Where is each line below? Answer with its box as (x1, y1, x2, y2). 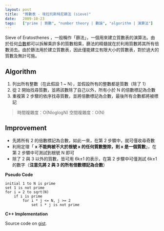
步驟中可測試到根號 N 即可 (21, 150, 75, 155)
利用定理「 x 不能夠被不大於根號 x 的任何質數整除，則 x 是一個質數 (12, 143, 146, 149)
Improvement (5, 124, 47, 132)
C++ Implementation (5, 211, 48, 217)
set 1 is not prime (5, 185, 45, 190)
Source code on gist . (5, 220, 47, 226)
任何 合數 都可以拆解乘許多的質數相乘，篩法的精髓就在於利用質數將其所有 (9, 41, 155, 47)
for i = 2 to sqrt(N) (5, 190, 49, 194)
